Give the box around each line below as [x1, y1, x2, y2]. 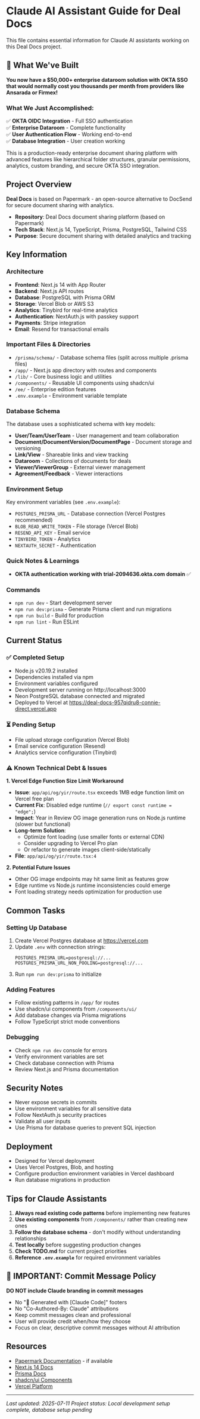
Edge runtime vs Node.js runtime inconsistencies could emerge [14, 882, 171, 889]
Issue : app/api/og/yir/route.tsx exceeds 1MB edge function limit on [14, 789, 185, 796]
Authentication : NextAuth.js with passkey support [14, 312, 139, 320]
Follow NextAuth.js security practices [14, 1111, 107, 1119]
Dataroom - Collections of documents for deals [14, 457, 132, 465]
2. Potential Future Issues [6, 864, 70, 871]
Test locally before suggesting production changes [14, 1241, 141, 1249]
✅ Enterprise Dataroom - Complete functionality [6, 124, 126, 131]
